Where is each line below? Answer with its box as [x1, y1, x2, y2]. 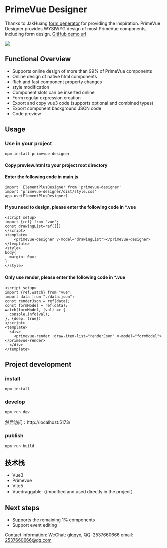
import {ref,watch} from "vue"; [5, 290, 72, 295]
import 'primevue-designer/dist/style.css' [5, 189, 97, 194]
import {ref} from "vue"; [5, 219, 59, 225]
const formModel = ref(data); [5, 303, 68, 308]
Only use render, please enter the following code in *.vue [5, 274, 126, 280]
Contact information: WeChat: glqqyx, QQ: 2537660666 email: [5, 532, 133, 538]
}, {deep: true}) [5, 316, 41, 321]
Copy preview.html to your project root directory [5, 162, 108, 168]
